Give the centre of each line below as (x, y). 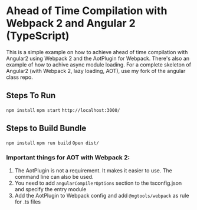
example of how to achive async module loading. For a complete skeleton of (99, 64)
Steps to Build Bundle (46, 129)
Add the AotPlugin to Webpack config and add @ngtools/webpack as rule (102, 195)
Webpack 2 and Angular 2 (71, 23)
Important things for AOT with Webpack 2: (68, 158)
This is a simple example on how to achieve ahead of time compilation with (97, 52)
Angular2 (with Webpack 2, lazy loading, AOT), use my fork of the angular (96, 71)
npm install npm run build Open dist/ (52, 143)
